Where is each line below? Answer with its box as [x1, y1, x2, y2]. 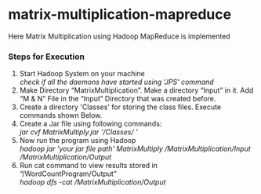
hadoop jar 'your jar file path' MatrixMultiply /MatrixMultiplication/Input [19, 144, 251, 154]
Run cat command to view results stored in [19, 161, 158, 170]
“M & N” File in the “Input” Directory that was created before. [19, 94, 216, 104]
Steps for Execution [8, 51, 85, 62]
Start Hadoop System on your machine [19, 69, 145, 79]
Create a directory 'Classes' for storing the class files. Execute [19, 102, 222, 112]
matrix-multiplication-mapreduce [8, 5, 232, 24]
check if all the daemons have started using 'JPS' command [19, 77, 214, 87]
